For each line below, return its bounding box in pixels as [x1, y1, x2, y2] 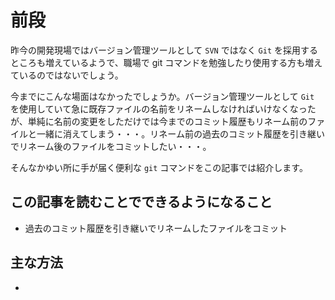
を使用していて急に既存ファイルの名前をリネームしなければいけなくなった [10, 102, 317, 115]
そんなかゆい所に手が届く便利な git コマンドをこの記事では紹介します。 [10, 161, 308, 173]
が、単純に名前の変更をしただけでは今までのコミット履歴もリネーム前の [10, 115, 308, 127]
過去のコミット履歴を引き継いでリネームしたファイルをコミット [24, 222, 288, 234]
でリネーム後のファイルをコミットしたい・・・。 [10, 140, 212, 152]
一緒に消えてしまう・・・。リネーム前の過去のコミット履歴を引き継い [36, 127, 325, 140]
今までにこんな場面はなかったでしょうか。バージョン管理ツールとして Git [10, 90, 315, 102]
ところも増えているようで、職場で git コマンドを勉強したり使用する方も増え [10, 56, 323, 68]
